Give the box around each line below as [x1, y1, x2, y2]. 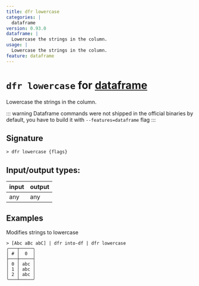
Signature [6, 133, 43, 143]
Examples [6, 213, 43, 223]
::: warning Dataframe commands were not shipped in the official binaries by [6, 109, 194, 117]
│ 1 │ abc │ [6, 266, 36, 272]
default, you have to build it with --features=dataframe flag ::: [6, 116, 156, 123]
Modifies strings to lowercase [6, 229, 79, 235]
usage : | [6, 42, 28, 48]
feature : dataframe [6, 53, 55, 59]
